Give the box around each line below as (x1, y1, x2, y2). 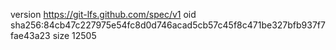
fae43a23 (10, 30, 51, 41)
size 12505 (52, 30, 97, 41)
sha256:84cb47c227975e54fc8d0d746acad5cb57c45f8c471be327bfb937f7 (10, 19, 326, 31)
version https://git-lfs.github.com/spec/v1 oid (10, 9, 197, 20)
